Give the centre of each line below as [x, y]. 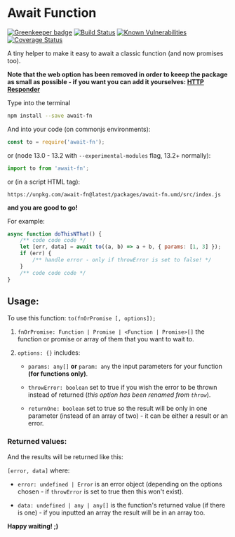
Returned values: [37, 442]
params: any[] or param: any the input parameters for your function [125, 367]
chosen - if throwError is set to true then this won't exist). [100, 491]
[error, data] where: [39, 470]
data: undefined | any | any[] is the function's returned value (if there [121, 505]
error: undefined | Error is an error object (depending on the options [120, 484]
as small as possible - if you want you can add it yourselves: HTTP [106, 81]
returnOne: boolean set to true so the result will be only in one [117, 409]
